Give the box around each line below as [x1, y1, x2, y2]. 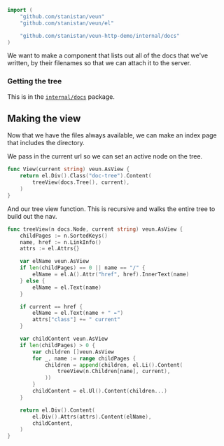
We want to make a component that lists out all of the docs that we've [7, 51, 209, 60]
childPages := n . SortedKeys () [20, 232, 108, 239]
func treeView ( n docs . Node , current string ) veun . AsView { [7, 225, 183, 233]
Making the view [7, 113, 81, 125]
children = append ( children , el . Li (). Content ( [44, 361, 183, 368]
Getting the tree [7, 76, 62, 86]
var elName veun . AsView [20, 258, 90, 265]
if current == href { [20, 303, 83, 310]
